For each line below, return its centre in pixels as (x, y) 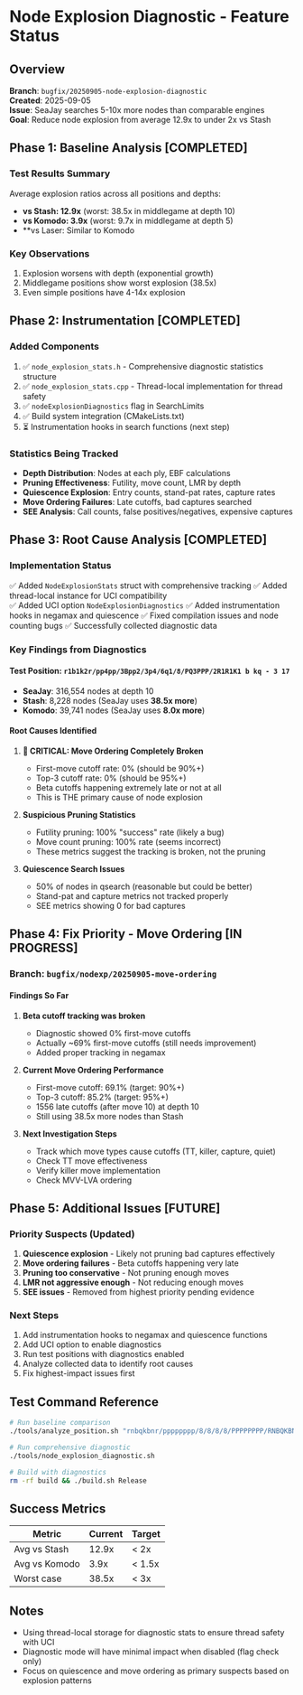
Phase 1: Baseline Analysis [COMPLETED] (129, 148)
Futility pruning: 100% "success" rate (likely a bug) (130, 832)
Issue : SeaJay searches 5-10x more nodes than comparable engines (137, 110)
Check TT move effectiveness (92, 1161)
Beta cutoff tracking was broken (84, 1016)
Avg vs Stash (41, 1550)
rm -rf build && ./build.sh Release (78, 1480)
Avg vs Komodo (47, 1564)
